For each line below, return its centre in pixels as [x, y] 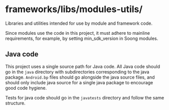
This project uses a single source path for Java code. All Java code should [83, 66]
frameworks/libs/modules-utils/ [74, 9]
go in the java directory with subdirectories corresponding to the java [77, 72]
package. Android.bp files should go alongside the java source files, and [80, 77]
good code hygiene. [26, 88]
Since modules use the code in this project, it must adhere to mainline [78, 33]
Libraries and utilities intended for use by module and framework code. [79, 23]
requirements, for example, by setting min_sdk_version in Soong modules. [82, 38]
